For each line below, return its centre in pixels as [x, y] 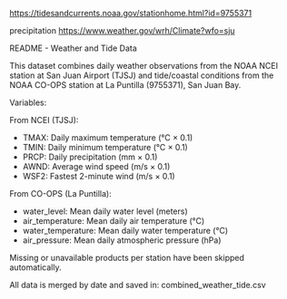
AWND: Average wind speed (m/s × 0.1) [96, 166]
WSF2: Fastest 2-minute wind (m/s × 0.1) [99, 176]
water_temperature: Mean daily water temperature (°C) [125, 231]
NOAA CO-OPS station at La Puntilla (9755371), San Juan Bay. [125, 85]
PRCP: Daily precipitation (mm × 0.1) [90, 157]
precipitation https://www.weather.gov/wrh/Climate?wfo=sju [122, 30]
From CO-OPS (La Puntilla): [60, 193]
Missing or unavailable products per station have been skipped [127, 258]
